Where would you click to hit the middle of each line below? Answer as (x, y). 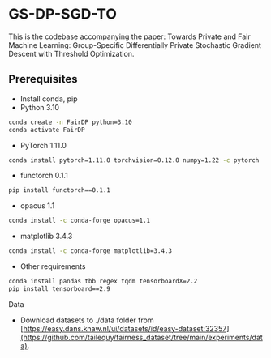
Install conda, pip (49, 99)
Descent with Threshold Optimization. (71, 53)
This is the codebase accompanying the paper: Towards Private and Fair (129, 36)
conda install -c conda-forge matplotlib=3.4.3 (90, 251)
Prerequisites (43, 79)
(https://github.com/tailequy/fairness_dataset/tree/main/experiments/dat (142, 337)
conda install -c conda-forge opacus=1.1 (80, 221)
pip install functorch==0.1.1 (60, 190)
